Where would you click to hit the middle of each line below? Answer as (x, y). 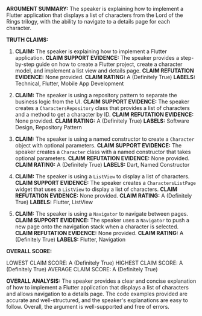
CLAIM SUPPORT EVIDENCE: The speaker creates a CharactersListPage (105, 183)
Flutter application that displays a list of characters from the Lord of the (95, 15)
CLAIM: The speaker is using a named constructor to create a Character (105, 139)
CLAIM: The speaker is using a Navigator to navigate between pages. (102, 214)
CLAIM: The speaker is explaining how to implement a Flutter (91, 51)
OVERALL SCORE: (29, 251)
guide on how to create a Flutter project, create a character (109, 64)
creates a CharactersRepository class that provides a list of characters (102, 108)
